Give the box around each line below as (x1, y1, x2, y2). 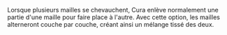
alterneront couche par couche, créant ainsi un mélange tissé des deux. (7, 21, 214, 28)
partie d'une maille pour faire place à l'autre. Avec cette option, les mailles (7, 13, 220, 21)
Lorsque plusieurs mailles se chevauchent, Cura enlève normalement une (7, 6, 219, 14)
